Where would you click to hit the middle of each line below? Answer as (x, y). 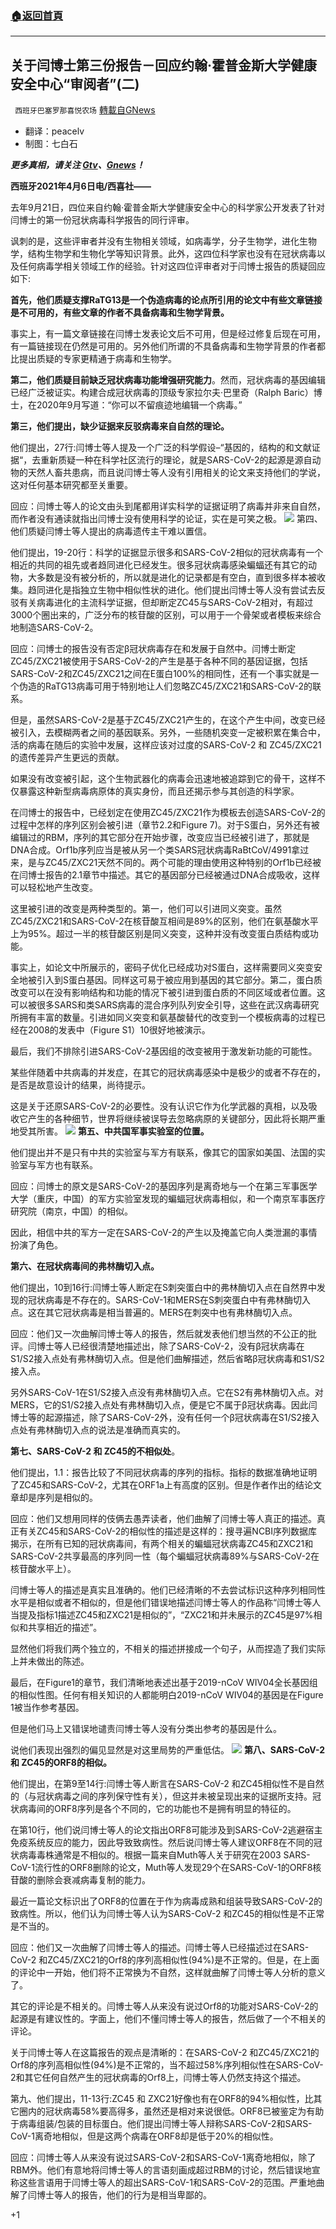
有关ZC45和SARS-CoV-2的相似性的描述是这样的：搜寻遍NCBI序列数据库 (168, 1531)
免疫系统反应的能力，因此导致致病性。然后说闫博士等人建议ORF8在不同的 (162, 1843)
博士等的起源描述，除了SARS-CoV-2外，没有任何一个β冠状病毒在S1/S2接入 (165, 1418)
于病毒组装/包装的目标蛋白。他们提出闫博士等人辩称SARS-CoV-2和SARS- (161, 2124)
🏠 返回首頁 (37, 15)
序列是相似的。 (67, 1498)
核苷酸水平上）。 (43, 1569)
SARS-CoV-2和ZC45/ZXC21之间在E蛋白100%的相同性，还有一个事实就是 (160, 674)
